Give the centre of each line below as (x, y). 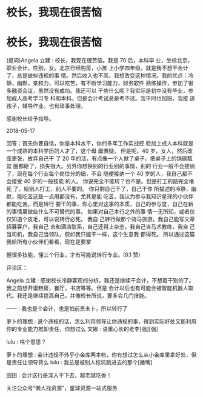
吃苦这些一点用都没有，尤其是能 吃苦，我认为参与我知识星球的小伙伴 (108, 196)
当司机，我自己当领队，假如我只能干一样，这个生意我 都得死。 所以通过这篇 (101, 235)
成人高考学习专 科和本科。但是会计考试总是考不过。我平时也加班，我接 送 (103, 98)
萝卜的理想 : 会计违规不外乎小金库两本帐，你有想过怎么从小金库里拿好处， (99, 355)
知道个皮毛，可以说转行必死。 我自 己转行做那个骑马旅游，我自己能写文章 (103, 219)
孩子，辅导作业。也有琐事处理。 (46, 106)
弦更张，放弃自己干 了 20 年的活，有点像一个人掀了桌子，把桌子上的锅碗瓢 (99, 159)
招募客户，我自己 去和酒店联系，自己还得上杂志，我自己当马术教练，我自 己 (101, 227)
